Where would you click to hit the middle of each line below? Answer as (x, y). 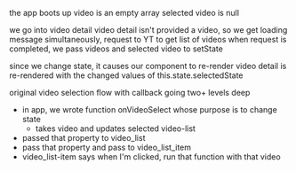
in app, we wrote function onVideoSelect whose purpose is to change (149, 109)
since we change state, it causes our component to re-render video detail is (148, 66)
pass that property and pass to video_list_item (107, 147)
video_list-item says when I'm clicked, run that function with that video (152, 157)
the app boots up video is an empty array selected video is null (124, 13)
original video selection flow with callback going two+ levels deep (130, 93)
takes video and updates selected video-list (115, 128)
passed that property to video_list (84, 138)
